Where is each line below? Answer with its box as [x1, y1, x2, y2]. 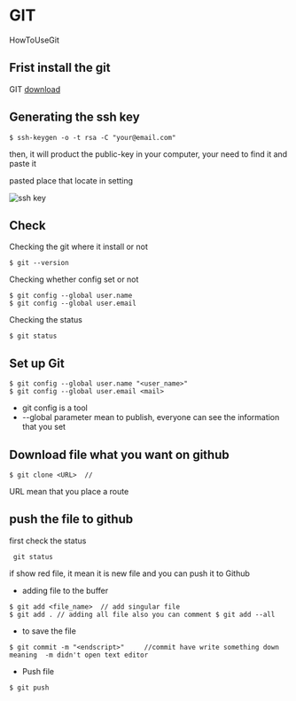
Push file [21, 666, 55, 676]
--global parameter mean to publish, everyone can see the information [21, 412, 280, 423]
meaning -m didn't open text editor [9, 650, 149, 659]
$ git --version [9, 259, 69, 268]
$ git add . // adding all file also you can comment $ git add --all [9, 610, 276, 619]
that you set [21, 422, 66, 432]
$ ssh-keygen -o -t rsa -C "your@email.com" [9, 133, 176, 142]
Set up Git [9, 355, 65, 370]
